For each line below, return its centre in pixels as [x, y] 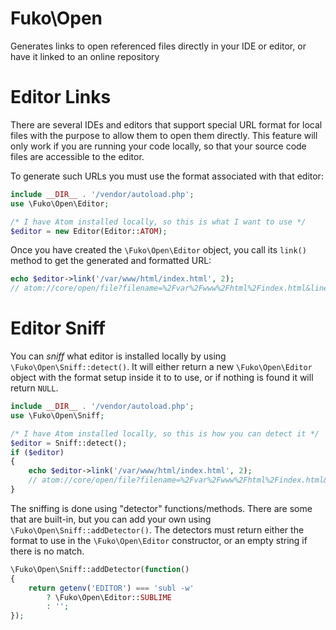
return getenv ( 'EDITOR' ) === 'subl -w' [111, 588]
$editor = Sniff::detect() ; [69, 443]
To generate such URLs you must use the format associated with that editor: [167, 176]
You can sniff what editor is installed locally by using [118, 356]
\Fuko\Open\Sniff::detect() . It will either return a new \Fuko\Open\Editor [161, 367]
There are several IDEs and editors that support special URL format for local [166, 124]
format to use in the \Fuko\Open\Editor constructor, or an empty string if [159, 540]
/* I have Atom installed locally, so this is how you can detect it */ [165, 433]
